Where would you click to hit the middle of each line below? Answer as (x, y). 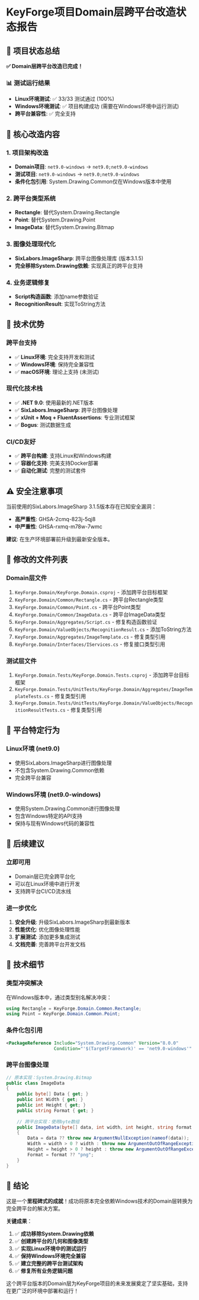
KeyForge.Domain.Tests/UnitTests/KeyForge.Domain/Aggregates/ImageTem (104, 689)
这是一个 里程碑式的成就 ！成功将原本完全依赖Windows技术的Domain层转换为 (99, 1201)
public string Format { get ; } (55, 1111)
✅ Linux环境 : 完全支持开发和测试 (54, 357)
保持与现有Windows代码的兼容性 (54, 823)
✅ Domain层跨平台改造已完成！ (45, 66)
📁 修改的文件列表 (37, 559)
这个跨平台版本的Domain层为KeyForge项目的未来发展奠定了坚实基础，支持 (97, 1283)
